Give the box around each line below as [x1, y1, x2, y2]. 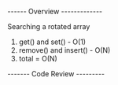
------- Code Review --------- [7, 69, 105, 78]
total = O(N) [18, 54, 58, 63]
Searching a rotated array [7, 22, 90, 31]
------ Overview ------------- [7, 7, 103, 16]
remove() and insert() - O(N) [18, 46, 111, 54]
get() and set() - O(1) [18, 37, 87, 46]
